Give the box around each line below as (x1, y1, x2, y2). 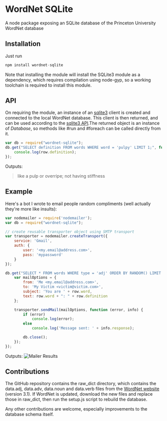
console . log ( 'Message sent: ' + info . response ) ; (31, 326, 135, 331)
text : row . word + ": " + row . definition (23, 294, 108, 299)
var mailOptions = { (14, 275, 57, 280)
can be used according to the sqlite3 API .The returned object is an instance (5, 120, 160, 126)
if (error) (23, 312, 46, 317)
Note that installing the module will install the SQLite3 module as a (5, 71, 141, 78)
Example (5, 188, 33, 196)
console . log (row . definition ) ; (14, 150, 77, 155)
